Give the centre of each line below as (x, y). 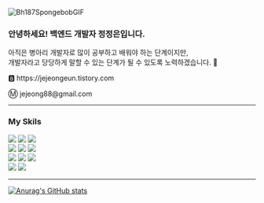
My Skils (25, 122)
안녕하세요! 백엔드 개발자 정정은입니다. (77, 34)
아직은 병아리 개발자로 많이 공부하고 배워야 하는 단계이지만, (98, 53)
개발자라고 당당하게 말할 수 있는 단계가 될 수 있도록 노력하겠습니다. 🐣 (113, 62)
